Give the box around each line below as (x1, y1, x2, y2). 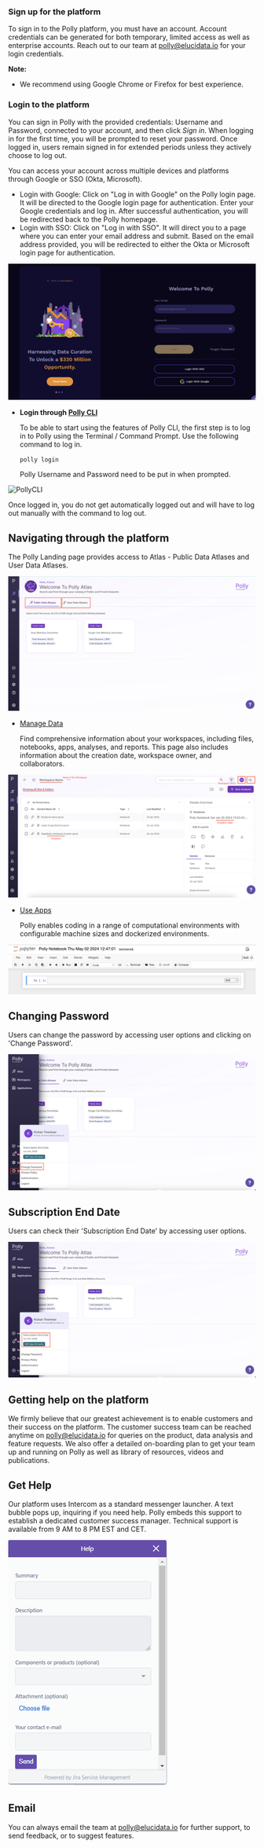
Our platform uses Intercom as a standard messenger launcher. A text (8, 1500, 234, 1509)
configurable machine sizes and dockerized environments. (19, 929, 210, 939)
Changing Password (8, 1009, 109, 1023)
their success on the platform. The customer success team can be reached (8, 1422, 251, 1432)
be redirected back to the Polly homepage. (19, 215, 159, 224)
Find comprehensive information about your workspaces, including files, (19, 734, 254, 744)
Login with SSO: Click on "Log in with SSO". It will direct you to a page (19, 222, 247, 232)
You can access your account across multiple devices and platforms (8, 166, 229, 175)
